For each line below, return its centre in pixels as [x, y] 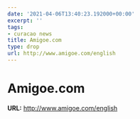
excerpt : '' [25, 21]
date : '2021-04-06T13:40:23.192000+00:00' [71, 14]
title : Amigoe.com [34, 40]
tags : [15, 27]
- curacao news [30, 34]
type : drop [23, 47]
